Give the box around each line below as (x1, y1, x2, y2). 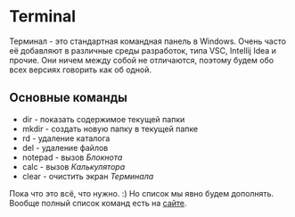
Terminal (9, 6, 77, 27)
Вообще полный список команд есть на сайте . (9, 197, 187, 208)
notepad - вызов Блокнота (21, 152, 123, 163)
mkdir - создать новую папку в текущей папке (21, 123, 199, 134)
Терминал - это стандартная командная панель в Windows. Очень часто (9, 36, 287, 46)
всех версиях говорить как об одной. (9, 64, 152, 75)
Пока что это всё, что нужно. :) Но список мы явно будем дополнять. (9, 188, 275, 198)
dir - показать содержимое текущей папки (21, 113, 185, 124)
